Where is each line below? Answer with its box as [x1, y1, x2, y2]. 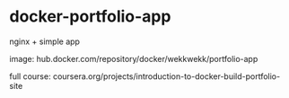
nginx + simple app [9, 36, 81, 47]
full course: [9, 70, 51, 82]
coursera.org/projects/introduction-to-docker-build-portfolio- [52, 70, 281, 82]
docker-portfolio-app [9, 6, 171, 27]
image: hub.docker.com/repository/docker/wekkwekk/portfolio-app [9, 53, 258, 64]
